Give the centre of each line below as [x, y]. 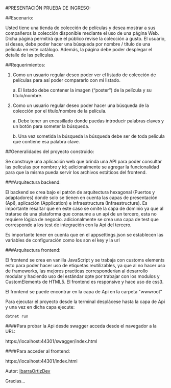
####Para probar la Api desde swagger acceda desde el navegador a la [81, 326]
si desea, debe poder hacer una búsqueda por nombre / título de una [78, 44]
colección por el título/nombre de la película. [59, 111]
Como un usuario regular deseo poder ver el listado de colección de [84, 75]
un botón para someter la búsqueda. [51, 126]
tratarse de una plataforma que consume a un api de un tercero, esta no [81, 214]
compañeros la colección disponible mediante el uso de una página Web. [82, 33]
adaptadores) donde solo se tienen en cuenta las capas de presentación [81, 198]
